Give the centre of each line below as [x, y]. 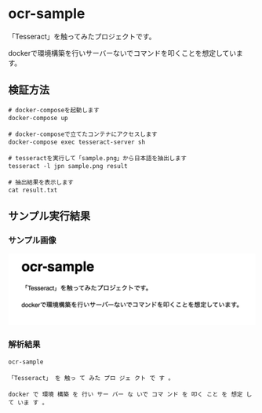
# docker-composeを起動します [54, 110]
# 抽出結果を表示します [41, 182]
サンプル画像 [32, 240]
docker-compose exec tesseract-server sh [77, 142]
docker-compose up [38, 118]
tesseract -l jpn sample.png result [68, 166]
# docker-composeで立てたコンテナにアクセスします [83, 134]
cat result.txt [33, 190]
